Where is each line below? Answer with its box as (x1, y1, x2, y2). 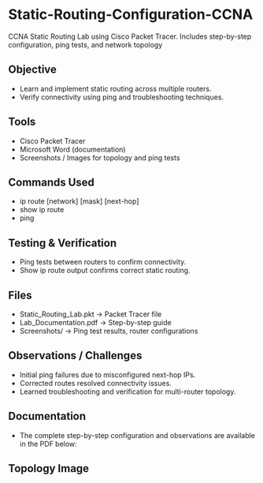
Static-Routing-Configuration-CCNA (8, 6, 254, 24)
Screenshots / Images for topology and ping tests (19, 152, 180, 163)
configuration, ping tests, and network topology (8, 39, 163, 49)
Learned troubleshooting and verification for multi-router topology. (19, 387, 236, 396)
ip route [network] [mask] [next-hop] (19, 197, 139, 206)
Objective (8, 63, 57, 77)
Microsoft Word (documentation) (19, 144, 126, 154)
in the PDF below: (19, 439, 77, 448)
